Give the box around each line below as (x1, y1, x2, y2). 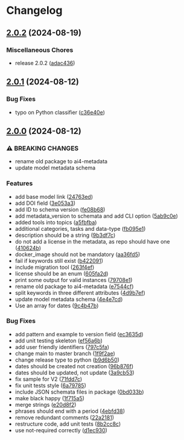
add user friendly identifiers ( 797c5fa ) (14, 343, 110, 350)
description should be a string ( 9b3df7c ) (14, 231, 116, 239)
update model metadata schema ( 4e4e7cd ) (14, 295, 123, 303)
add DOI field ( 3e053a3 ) (14, 200, 76, 207)
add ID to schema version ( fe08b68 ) (14, 206, 106, 213)
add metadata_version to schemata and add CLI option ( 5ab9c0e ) (14, 212, 178, 219)
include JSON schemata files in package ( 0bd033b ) (14, 388, 144, 395)
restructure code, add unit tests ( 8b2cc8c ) (14, 420, 121, 427)
